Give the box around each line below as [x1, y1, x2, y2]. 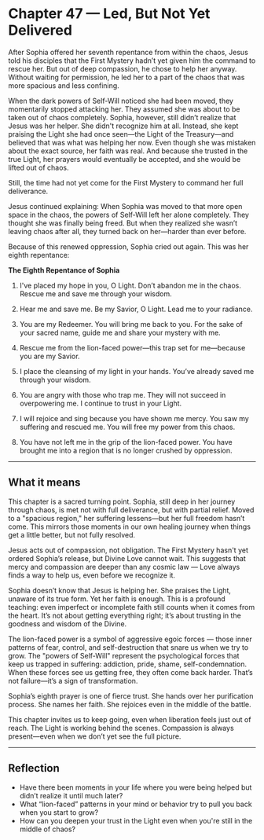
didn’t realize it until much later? [19, 790, 123, 800]
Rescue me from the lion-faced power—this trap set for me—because [19, 343, 246, 352]
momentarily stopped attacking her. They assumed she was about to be [8, 104, 241, 114]
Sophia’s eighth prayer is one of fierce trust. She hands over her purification [8, 691, 254, 700]
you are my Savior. [19, 351, 80, 361]
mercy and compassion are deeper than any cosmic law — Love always [8, 562, 240, 571]
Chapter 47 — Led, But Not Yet [8, 5, 211, 23]
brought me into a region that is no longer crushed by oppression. [19, 446, 233, 455]
